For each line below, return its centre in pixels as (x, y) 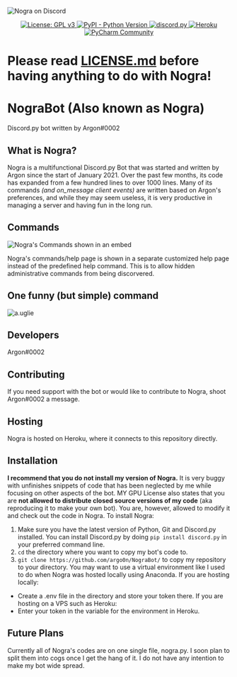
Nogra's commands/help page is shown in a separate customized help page (118, 258)
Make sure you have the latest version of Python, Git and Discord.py (117, 529)
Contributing (36, 374)
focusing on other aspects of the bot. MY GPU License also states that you (116, 492)
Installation (33, 461)
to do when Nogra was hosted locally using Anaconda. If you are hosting (123, 574)
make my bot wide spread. (46, 665)
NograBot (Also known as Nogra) (106, 108)
